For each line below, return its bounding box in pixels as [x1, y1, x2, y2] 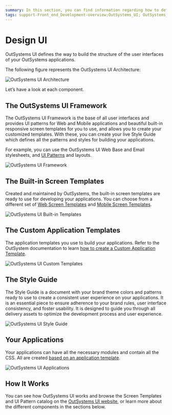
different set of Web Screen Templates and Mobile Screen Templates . [5, 201, 152, 208]
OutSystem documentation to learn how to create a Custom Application [5, 245, 156, 251]
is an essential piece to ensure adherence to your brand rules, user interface [5, 300, 166, 306]
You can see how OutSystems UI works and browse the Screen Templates [5, 393, 162, 399]
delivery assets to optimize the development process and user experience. [5, 310, 163, 317]
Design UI [5, 34, 48, 46]
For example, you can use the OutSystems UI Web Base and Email [5, 147, 145, 153]
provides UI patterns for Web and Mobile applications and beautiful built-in [5, 120, 163, 127]
